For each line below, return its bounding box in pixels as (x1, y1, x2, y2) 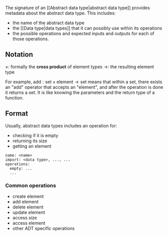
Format (5, 109, 29, 118)
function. (5, 94, 24, 100)
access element (12, 220, 46, 226)
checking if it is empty (12, 132, 59, 138)
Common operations (5, 182, 56, 189)
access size (12, 214, 38, 220)
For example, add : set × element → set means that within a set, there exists (5, 78, 162, 85)
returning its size (12, 138, 48, 144)
